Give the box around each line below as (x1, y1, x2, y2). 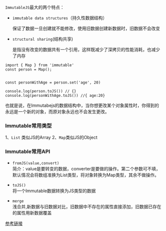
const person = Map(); (5, 67, 52, 72)
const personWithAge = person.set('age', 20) (5, 80, 101, 85)
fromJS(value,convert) (12, 160, 59, 165)
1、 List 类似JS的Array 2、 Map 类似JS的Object (5, 135, 98, 141)
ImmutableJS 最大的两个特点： (5, 4, 64, 10)
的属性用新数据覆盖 (12, 210, 52, 216)
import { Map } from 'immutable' (5, 63, 74, 68)
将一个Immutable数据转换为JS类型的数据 (12, 188, 96, 194)
